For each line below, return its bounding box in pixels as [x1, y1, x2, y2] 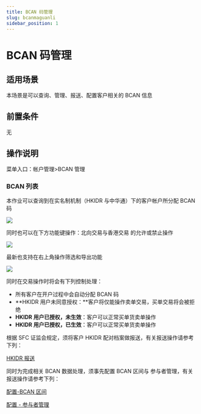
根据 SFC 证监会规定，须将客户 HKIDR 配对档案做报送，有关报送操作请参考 [6, 334, 194, 342]
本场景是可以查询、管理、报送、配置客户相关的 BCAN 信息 [6, 92, 153, 99]
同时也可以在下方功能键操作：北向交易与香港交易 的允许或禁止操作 [6, 229, 174, 236]
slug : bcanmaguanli [6, 15, 56, 21]
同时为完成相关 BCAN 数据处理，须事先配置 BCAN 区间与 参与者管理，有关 [6, 368, 194, 375]
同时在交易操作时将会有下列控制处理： [6, 278, 102, 285]
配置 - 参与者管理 [6, 401, 50, 409]
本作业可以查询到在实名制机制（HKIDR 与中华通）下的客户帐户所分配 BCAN [6, 197, 196, 205]
